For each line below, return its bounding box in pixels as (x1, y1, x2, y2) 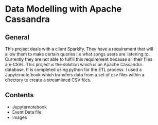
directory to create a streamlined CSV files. (5, 77, 91, 83)
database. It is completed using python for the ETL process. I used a (5, 67, 142, 72)
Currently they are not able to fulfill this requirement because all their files (5, 56, 153, 62)
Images (12, 114, 27, 120)
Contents (5, 91, 34, 99)
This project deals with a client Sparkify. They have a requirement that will (5, 46, 153, 52)
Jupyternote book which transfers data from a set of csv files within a (5, 72, 145, 77)
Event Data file (12, 109, 42, 115)
